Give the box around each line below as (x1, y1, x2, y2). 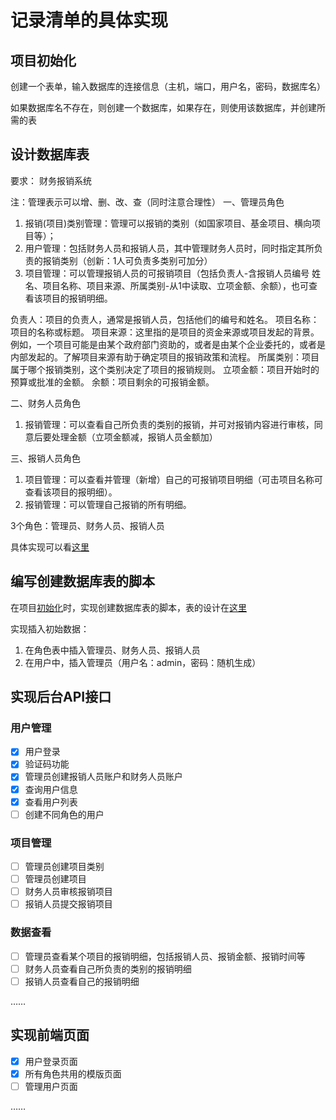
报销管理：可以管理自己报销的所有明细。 (24, 498, 192, 510)
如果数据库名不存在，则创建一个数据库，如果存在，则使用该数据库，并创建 (10, 102, 317, 113)
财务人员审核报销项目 (24, 886, 113, 898)
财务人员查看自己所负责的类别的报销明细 (24, 962, 192, 975)
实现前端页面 (10, 1027, 90, 1044)
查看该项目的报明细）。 (24, 486, 118, 498)
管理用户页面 (24, 1080, 78, 1092)
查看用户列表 (24, 796, 78, 808)
